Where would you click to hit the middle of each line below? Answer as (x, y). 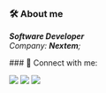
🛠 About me (36, 13)
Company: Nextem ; (45, 46)
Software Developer (47, 36)
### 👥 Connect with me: (53, 63)
